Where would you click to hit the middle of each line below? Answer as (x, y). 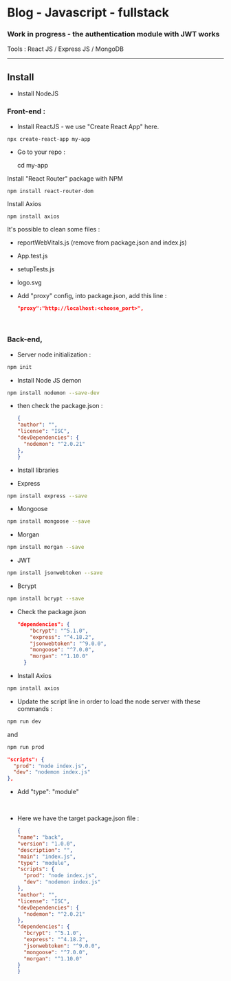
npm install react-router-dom (51, 191)
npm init (20, 367)
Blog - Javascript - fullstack (88, 13)
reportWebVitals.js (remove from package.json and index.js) (102, 243)
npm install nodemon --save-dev (53, 393)
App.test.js (32, 256)
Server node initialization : (54, 354)
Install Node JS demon (49, 380)
